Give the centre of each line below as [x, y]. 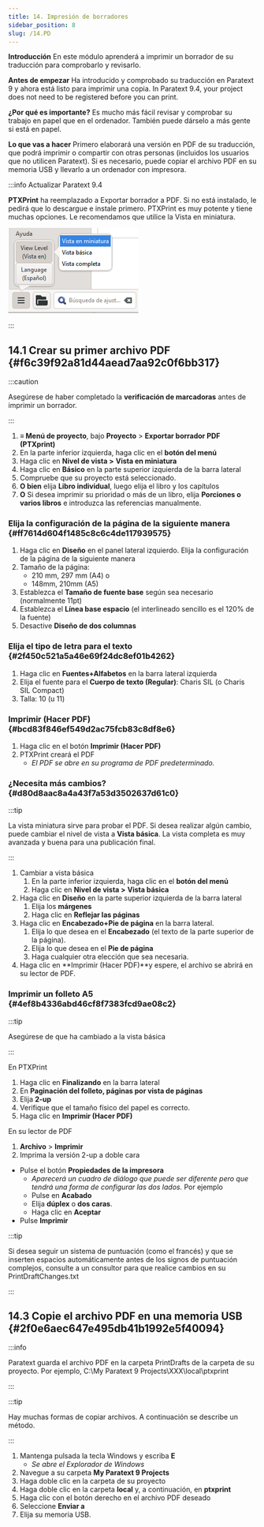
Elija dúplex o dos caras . [72, 1203]
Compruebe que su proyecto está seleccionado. [98, 478]
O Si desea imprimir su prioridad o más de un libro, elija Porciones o [130, 495]
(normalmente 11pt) [51, 601]
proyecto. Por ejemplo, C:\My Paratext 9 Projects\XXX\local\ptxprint [119, 1371]
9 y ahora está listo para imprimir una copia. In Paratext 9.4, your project [126, 89]
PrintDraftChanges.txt [43, 1276]
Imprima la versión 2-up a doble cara [80, 1155]
